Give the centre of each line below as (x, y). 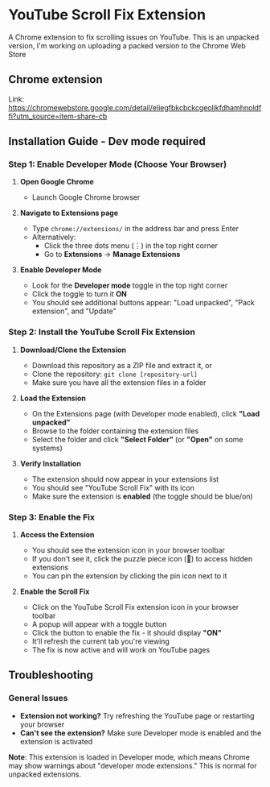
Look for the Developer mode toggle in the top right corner (130, 286)
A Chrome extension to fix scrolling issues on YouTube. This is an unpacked (134, 37)
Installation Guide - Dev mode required (107, 141)
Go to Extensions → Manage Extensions (112, 255)
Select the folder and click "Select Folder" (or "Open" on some (137, 439)
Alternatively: (54, 237)
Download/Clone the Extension (73, 350)
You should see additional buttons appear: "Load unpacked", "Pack (143, 303)
